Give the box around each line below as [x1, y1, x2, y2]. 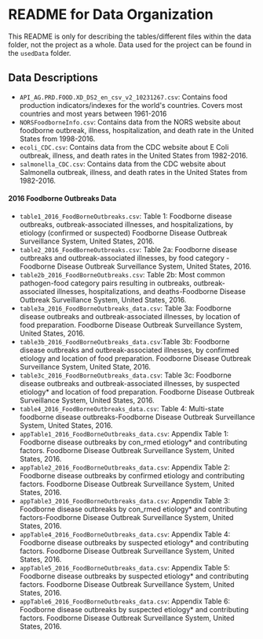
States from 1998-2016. [19, 134, 96, 143]
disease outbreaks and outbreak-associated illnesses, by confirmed [19, 345, 239, 355]
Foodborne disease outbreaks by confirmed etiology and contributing [19, 470, 245, 480]
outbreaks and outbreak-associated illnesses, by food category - [19, 253, 230, 262]
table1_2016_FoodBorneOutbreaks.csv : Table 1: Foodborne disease [19, 211, 232, 221]
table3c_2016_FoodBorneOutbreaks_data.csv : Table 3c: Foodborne [19, 370, 232, 380]
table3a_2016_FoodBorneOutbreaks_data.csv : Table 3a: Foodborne [19, 303, 232, 313]
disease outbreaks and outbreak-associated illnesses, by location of [19, 311, 241, 321]
